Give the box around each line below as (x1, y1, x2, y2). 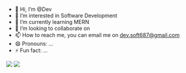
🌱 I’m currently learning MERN (14, 19, 90, 25)
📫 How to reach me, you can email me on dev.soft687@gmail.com (14, 32, 180, 38)
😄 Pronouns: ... (14, 40, 54, 47)
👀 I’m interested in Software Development (14, 12, 118, 19)
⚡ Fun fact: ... (14, 47, 48, 54)
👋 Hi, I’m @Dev (14, 6, 52, 13)
